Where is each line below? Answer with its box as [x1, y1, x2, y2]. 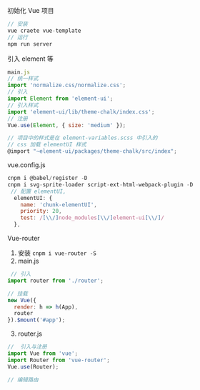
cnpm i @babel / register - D [7, 174, 88, 181]
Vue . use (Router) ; [7, 363, 59, 370]
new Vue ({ [7, 296, 37, 304]
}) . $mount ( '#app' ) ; [7, 316, 66, 324]
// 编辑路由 [7, 376, 39, 384]
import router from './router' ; [7, 277, 104, 284]
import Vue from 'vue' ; [7, 350, 79, 357]
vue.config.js [7, 161, 46, 169]
